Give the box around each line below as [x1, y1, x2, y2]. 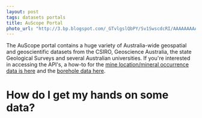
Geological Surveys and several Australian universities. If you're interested [6, 55, 191, 62]
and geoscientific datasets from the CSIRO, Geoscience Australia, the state [6, 49, 192, 56]
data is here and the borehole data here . [6, 67, 106, 75]
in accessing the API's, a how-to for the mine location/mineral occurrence [6, 61, 189, 68]
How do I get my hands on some [6, 88, 169, 102]
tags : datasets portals [6, 14, 66, 20]
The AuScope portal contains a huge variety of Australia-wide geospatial [6, 42, 187, 49]
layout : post [6, 8, 39, 15]
